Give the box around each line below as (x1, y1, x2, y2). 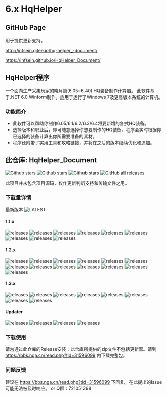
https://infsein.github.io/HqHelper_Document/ (5, 57, 101, 63)
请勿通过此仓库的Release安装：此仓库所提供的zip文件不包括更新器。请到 (5, 346, 157, 352)
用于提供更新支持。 (5, 38, 46, 43)
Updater (5, 309, 23, 315)
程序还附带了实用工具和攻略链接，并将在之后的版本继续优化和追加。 (12, 140, 155, 146)
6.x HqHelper (5, 3, 62, 15)
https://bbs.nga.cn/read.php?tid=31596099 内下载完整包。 (5, 352, 128, 358)
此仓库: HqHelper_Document (5, 156, 97, 164)
